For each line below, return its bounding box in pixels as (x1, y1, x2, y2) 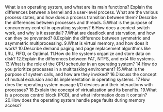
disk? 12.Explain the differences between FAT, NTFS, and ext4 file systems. (5, 56, 155, 61)
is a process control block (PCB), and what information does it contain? (5, 92, 147, 98)
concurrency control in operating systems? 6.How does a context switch (5, 25, 150, 31)
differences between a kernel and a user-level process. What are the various (5, 9, 158, 15)
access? (5, 102, 22, 108)
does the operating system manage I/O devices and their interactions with (5, 82, 153, 87)
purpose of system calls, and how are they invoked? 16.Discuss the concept (5, 72, 157, 77)
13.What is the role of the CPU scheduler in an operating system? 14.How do (5, 61, 158, 67)
